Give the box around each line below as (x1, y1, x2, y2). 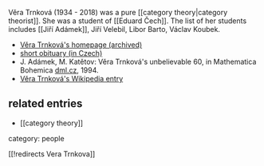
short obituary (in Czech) (19, 49, 103, 57)
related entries (8, 97, 83, 111)
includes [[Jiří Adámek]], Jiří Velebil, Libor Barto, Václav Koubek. (8, 25, 221, 34)
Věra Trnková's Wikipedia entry (19, 74, 124, 83)
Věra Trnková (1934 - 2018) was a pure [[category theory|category (8, 8, 228, 17)
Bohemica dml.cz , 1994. (19, 65, 99, 75)
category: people (8, 133, 65, 143)
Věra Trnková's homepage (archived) (19, 40, 143, 49)
